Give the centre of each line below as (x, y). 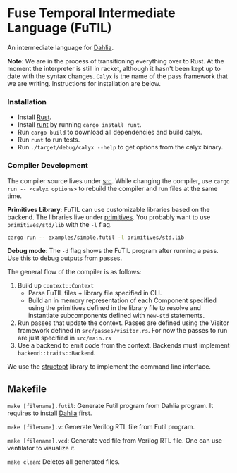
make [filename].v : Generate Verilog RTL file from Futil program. (101, 427)
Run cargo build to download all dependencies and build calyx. (110, 133)
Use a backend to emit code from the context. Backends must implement (123, 345)
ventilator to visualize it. (42, 448)
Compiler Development (48, 166)
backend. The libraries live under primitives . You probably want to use (109, 217)
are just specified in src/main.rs (64, 338)
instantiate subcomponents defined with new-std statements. (116, 316)
